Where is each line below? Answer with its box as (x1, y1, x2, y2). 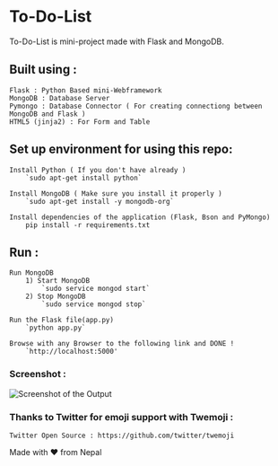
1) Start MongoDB (25, 277, 91, 286)
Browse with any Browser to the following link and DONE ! (9, 339, 235, 348)
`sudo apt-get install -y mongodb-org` (25, 197, 175, 206)
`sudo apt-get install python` (25, 173, 143, 182)
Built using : (9, 62, 78, 77)
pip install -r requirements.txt (25, 220, 151, 230)
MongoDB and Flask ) (9, 110, 87, 119)
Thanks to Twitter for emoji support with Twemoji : (9, 410, 234, 423)
